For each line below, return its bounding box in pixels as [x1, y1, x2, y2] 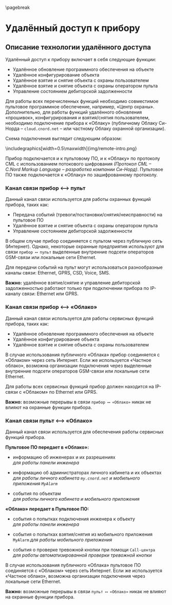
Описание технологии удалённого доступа [5, 43, 151, 51]
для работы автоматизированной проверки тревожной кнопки [12, 552, 152, 558]
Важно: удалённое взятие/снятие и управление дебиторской [5, 280, 141, 286]
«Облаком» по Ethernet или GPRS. [23, 389, 98, 395]
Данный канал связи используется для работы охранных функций [5, 196, 151, 203]
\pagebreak [5, 5, 30, 10]
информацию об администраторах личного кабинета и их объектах [12, 469, 162, 475]
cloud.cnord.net [24, 126, 59, 132]
